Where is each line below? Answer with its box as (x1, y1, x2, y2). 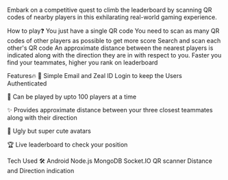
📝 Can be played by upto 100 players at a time (7, 92, 137, 101)
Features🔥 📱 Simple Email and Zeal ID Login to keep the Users (7, 72, 183, 79)
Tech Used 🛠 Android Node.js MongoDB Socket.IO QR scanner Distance (7, 157, 212, 165)
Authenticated (7, 79, 47, 88)
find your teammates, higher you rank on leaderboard (7, 58, 158, 66)
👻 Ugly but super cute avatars (7, 127, 91, 135)
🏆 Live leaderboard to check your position (7, 140, 128, 149)
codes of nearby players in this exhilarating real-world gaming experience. (7, 13, 218, 21)
